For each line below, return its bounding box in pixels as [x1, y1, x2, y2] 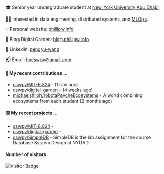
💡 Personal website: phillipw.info [5, 26, 74, 32]
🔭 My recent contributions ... [5, 70, 68, 76]
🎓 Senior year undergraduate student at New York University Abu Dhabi [5, 4, 159, 10]
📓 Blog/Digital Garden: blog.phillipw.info [5, 36, 89, 42]
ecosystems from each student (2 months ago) [12, 98, 112, 104]
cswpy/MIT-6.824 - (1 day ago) [12, 82, 78, 88]
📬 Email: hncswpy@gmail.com [5, 56, 72, 63]
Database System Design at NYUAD [12, 140, 89, 146]
